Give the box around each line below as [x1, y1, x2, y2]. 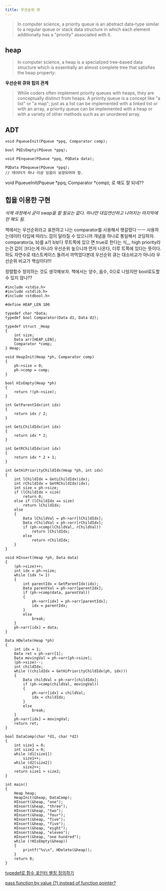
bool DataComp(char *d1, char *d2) [5, 734, 79, 739]
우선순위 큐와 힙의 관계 [5, 80, 49, 86]
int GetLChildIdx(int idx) [5, 424, 61, 429]
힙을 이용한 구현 [5, 195, 51, 204]
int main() [5, 782, 28, 787]
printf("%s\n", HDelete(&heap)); [23, 848, 92, 853]
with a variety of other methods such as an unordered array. [17, 111, 141, 117]
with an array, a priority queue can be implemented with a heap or [17, 106, 153, 112]
